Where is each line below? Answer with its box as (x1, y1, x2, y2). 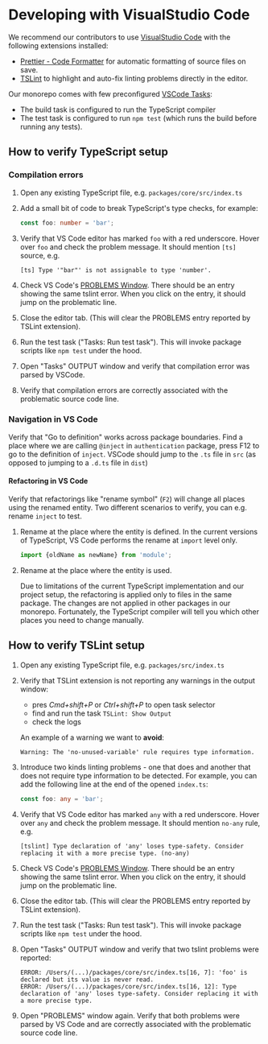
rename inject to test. (8, 511, 82, 521)
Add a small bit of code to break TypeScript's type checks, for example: (19, 203, 259, 213)
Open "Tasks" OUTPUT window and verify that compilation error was (19, 361, 250, 371)
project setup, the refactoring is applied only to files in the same (19, 589, 232, 599)
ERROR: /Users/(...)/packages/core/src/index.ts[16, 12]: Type (19, 982, 237, 991)
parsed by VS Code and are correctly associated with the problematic (19, 1019, 252, 1029)
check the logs (31, 716, 82, 726)
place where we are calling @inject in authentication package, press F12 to (8, 440, 260, 450)
